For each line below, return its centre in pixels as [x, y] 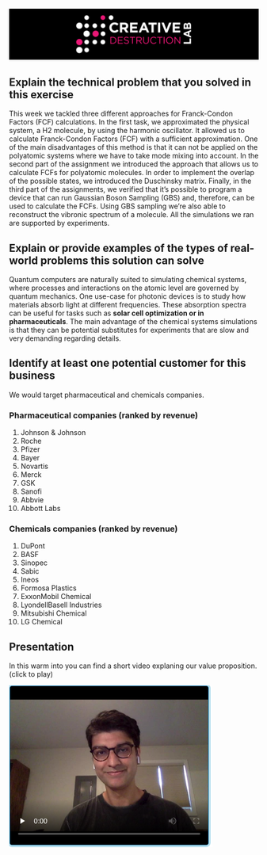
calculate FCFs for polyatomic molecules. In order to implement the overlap [132, 173]
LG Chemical [41, 622]
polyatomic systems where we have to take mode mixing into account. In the [134, 156]
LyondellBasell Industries [61, 605]
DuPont [33, 546]
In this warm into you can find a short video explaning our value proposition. [133, 666]
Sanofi [31, 491]
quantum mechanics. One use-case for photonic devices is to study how [128, 296]
